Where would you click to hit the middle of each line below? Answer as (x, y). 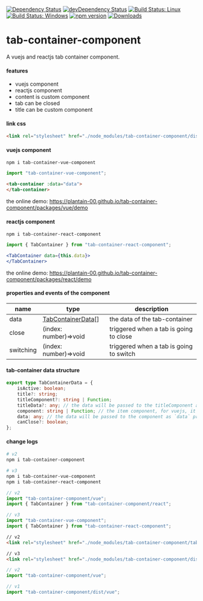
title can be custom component (54, 110)
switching (23, 350)
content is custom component (52, 97)
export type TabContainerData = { (50, 383)
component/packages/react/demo (49, 279)
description (152, 309)
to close (121, 337)
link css (16, 123)
